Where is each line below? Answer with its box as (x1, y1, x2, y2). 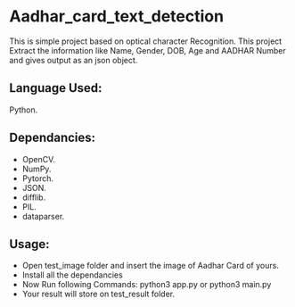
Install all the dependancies (21, 270, 123, 280)
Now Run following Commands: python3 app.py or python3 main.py (21, 279, 272, 290)
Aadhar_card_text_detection (9, 6, 225, 27)
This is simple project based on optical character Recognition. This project (9, 36, 283, 46)
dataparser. (21, 211, 65, 221)
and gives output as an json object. (9, 54, 138, 65)
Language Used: (9, 80, 102, 95)
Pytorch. (21, 172, 53, 184)
